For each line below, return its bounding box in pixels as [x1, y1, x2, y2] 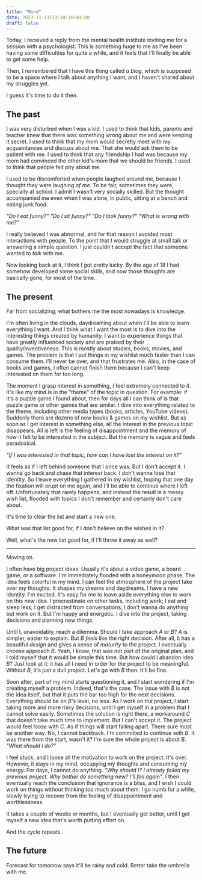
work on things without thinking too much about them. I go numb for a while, [6, 786, 195, 793]
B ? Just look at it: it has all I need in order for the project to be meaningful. [6, 660, 189, 667]
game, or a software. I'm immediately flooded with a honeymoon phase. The [6, 572, 195, 578]
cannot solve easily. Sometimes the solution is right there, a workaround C [6, 710, 191, 717]
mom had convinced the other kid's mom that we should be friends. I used [6, 157, 191, 164]
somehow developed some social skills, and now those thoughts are [6, 268, 176, 275]
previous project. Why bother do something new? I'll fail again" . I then [6, 773, 179, 780]
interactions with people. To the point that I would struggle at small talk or [6, 237, 188, 244]
